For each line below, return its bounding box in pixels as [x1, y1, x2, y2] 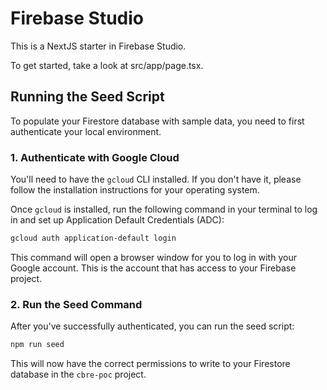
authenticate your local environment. [10, 125, 162, 137]
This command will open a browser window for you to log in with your [10, 251, 297, 263]
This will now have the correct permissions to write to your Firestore [10, 358, 291, 370]
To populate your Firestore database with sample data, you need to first [10, 115, 305, 127]
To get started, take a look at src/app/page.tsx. [10, 59, 204, 71]
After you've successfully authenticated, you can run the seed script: [10, 320, 295, 332]
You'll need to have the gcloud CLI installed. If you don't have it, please [10, 173, 302, 186]
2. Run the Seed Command [10, 297, 143, 311]
